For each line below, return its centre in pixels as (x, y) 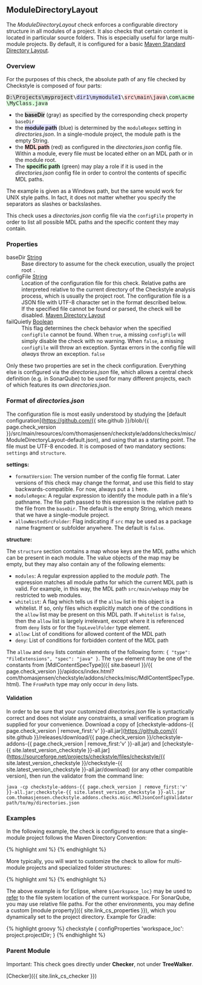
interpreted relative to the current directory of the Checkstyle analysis (108, 290)
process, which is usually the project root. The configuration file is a (106, 296)
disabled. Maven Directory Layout (64, 315)
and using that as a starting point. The (149, 439)
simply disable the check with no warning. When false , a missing (103, 341)
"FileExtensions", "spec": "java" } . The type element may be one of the (99, 658)
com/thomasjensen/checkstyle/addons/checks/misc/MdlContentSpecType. (100, 678)
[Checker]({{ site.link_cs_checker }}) (52, 976)
